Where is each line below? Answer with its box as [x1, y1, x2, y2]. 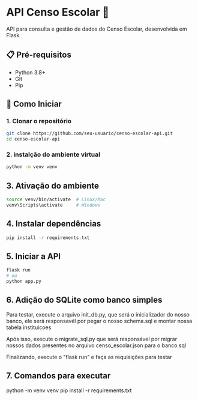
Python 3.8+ [14, 68, 46, 76]
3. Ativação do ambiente [6, 180, 100, 191]
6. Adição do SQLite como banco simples [6, 295, 163, 305]
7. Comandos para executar [6, 371, 111, 381]
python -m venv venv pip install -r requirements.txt [6, 387, 132, 394]
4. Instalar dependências [6, 219, 101, 229]
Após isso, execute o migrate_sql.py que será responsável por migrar [6, 335, 178, 342]
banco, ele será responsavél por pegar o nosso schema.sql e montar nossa [6, 317, 193, 324]
